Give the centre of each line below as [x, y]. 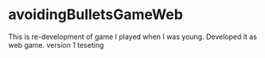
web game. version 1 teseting [56, 44]
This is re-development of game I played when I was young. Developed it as [132, 37]
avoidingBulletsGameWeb [95, 15]
